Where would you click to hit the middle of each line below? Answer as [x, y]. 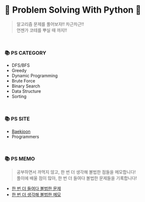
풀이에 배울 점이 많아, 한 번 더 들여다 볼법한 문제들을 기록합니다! [77, 178]
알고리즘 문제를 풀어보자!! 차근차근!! [50, 24]
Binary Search [26, 86]
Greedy [19, 71]
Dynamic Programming [35, 76]
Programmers [25, 137]
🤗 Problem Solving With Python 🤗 [73, 10]
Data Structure [26, 91]
